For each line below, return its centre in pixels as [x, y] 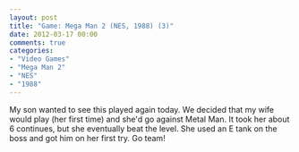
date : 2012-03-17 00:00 [54, 34]
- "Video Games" [39, 59]
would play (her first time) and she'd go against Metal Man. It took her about [149, 119]
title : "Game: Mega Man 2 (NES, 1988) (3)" [92, 26]
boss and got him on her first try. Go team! [87, 138]
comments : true [38, 42]
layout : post [34, 17]
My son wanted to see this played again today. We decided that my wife [142, 109]
